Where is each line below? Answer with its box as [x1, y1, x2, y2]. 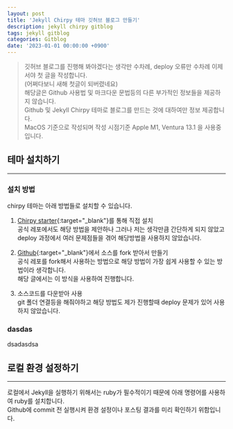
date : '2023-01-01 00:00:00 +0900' [7, 42, 110, 49]
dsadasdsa [7, 340, 39, 348]
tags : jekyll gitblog [7, 29, 70, 37]
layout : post [7, 10, 45, 17]
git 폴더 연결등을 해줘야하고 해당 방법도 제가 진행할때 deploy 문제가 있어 [17, 298, 213, 306]
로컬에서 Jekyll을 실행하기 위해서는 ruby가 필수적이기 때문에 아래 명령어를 [7, 388, 207, 396]
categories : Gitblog [7, 36, 67, 43]
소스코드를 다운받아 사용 [17, 289, 83, 298]
